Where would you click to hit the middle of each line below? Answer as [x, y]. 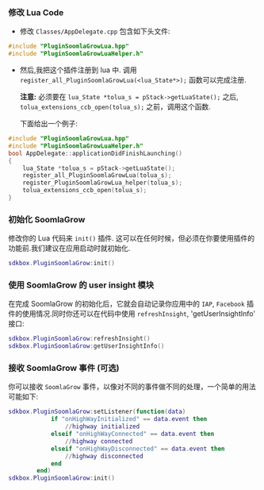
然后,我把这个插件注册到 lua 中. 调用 [78, 70]
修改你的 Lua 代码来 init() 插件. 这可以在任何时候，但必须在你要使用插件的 [132, 238]
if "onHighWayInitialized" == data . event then [129, 419]
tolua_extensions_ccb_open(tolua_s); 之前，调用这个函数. [115, 107]
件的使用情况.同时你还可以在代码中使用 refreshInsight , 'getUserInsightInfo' [132, 314]
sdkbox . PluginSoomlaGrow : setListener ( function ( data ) [97, 412]
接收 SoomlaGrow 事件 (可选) [64, 368]
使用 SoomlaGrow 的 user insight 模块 [81, 285]
